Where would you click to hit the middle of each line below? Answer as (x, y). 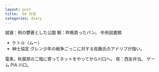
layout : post (18, 9)
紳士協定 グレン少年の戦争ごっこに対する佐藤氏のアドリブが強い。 (78, 49)
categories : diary (23, 18)
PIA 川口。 (21, 65)
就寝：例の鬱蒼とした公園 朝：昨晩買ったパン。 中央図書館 (63, 33)
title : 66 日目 (21, 14)
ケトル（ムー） (27, 43)
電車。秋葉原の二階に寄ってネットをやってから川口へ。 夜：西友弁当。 (75, 59)
